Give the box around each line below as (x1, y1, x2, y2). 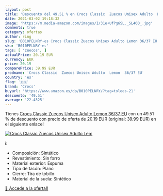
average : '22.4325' (5, 98, 45, 103)
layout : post (5, 7, 32, 12)
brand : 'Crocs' (5, 84, 36, 89)
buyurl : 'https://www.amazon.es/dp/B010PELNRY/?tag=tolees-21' (5, 89, 136, 93)
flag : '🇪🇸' (5, 79, 29, 84)
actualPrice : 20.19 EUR (5, 52, 53, 57)
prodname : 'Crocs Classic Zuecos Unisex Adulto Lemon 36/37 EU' (5, 71, 145, 75)
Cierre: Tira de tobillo (12, 171, 55, 177)
